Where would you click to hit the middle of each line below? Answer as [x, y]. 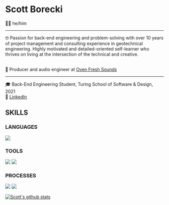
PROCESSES [21, 175]
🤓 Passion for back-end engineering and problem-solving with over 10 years [84, 38]
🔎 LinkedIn [16, 96]
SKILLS [17, 113]
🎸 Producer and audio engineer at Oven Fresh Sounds [61, 69]
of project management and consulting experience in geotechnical [74, 43]
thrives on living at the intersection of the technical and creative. [72, 54]
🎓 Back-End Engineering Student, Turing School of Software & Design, [79, 84]
